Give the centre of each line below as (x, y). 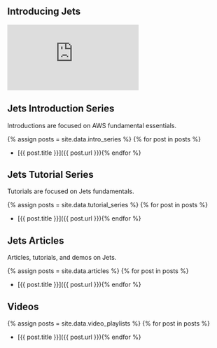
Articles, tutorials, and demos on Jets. (62, 258)
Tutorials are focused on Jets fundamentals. (71, 191)
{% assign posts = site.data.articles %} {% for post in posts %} (98, 271)
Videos (23, 306)
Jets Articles (36, 241)
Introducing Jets (44, 12)
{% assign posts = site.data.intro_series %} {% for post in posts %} (104, 139)
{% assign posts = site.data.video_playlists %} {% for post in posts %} (108, 323)
